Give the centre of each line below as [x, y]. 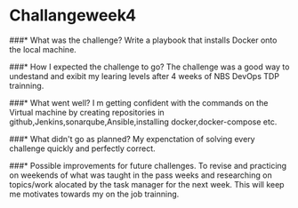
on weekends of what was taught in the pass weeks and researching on [141, 175]
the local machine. [43, 49]
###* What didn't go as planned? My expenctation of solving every [132, 139]
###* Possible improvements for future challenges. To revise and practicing [148, 165]
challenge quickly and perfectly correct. [82, 148]
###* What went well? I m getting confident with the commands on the [139, 102]
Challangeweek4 [72, 16]
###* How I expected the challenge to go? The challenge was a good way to [149, 67]
